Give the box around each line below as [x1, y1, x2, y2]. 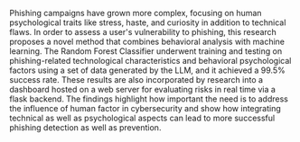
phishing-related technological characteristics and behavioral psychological [9, 56, 292, 66]
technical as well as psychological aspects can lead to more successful [9, 112, 276, 123]
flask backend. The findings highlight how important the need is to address [9, 93, 289, 104]
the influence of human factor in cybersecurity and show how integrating [9, 103, 282, 113]
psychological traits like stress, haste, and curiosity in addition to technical [9, 17, 286, 28]
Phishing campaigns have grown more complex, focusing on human [9, 8, 262, 18]
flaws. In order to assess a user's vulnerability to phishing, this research [9, 27, 277, 37]
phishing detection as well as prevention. [9, 122, 162, 133]
